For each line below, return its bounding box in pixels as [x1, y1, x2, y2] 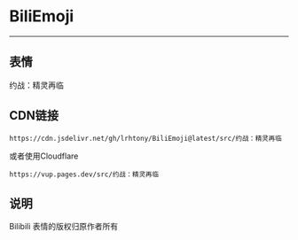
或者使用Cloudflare [9, 151, 79, 161]
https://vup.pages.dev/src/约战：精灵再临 [9, 170, 160, 179]
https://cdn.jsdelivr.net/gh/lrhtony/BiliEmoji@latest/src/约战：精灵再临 [9, 134, 282, 143]
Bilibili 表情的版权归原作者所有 [9, 221, 119, 232]
